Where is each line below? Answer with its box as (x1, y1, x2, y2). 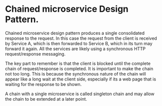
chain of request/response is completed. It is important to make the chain (5, 65, 154, 72)
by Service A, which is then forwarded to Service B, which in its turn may (5, 40, 153, 46)
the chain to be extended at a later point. (5, 96, 87, 102)
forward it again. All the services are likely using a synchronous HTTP (5, 46, 146, 52)
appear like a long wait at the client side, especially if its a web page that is (5, 76, 156, 82)
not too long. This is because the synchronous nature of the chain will (5, 71, 146, 77)
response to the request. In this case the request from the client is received (5, 35, 157, 41)
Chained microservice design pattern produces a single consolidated (5, 30, 145, 36)
